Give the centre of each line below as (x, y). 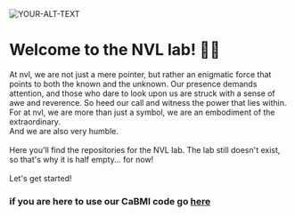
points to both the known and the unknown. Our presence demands (133, 84)
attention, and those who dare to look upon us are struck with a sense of (143, 93)
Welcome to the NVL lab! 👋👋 (115, 50)
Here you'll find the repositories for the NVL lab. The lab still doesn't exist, (145, 149)
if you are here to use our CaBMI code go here (110, 201)
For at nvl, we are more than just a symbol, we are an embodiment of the (142, 112)
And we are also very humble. (64, 131)
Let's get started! (41, 178)
